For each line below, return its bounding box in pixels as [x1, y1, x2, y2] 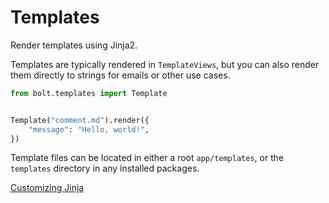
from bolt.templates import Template [10, 88, 168, 98]
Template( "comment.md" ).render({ [10, 115, 150, 125]
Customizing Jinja [10, 182, 85, 194]
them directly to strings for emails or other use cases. [10, 69, 231, 81]
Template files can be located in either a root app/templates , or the [10, 152, 285, 164]
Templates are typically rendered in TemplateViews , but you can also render [10, 58, 320, 70]
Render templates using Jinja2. [10, 39, 138, 51]
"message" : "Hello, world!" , [28, 124, 150, 135]
